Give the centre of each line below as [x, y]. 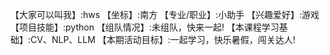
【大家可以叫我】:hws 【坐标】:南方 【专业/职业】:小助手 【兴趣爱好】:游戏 [165, 14]
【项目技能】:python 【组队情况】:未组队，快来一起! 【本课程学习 [145, 27]
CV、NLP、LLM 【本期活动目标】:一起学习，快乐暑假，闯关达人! [163, 39]
